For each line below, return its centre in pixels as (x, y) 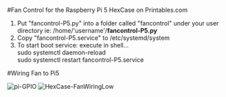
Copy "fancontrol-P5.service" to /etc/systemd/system (93, 38)
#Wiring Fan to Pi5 (33, 73)
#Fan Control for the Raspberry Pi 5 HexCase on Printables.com (98, 10)
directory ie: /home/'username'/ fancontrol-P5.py (87, 31)
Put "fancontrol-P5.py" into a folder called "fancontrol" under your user (118, 23)
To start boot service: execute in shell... (73, 45)
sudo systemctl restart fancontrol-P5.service (80, 60)
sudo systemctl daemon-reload (61, 52)
